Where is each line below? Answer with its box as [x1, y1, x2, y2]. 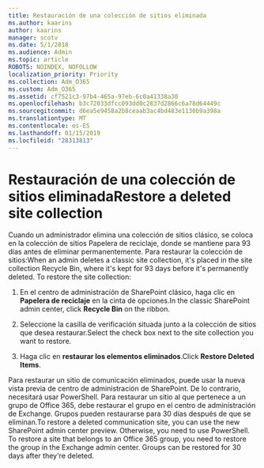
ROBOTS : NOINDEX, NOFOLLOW [8, 63, 97, 71]
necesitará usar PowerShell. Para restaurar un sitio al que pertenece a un [8, 392, 247, 402]
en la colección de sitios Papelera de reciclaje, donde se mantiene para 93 [8, 239, 251, 248]
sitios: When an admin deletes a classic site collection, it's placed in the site [8, 255, 253, 265]
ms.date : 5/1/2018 [8, 41, 69, 49]
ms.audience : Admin [8, 48, 73, 56]
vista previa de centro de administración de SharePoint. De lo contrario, [8, 384, 241, 394]
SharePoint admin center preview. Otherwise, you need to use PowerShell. [8, 426, 251, 436]
